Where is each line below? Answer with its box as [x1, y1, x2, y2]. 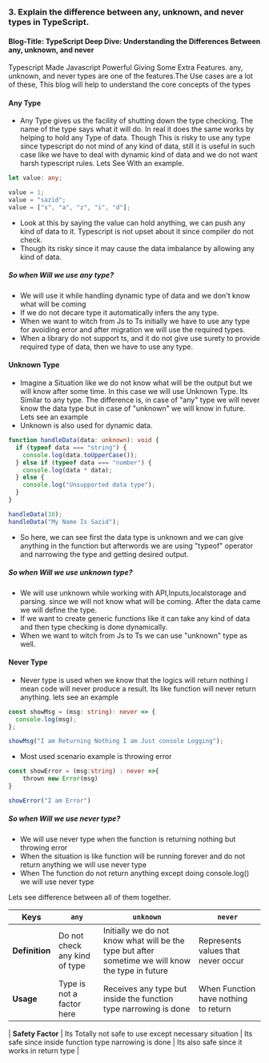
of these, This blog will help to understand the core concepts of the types [8, 79, 251, 90]
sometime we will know [102, 955, 191, 966]
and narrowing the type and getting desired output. [19, 549, 189, 559]
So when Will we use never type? [8, 813, 121, 824]
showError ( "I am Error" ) [8, 797, 91, 805]
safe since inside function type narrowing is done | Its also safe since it [8, 1037, 243, 1047]
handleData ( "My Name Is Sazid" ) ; [8, 517, 120, 525]
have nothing [199, 993, 248, 1004]
